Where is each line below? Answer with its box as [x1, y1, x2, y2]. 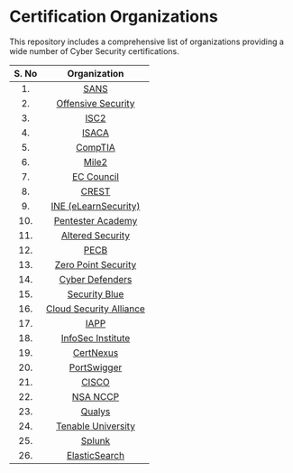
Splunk [80, 434, 111, 447]
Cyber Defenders [59, 273, 133, 285]
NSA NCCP [71, 390, 120, 403]
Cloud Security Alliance [46, 302, 146, 315]
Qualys [80, 404, 111, 417]
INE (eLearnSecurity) [50, 199, 141, 212]
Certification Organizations [9, 6, 218, 27]
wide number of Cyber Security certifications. [9, 45, 180, 56]
